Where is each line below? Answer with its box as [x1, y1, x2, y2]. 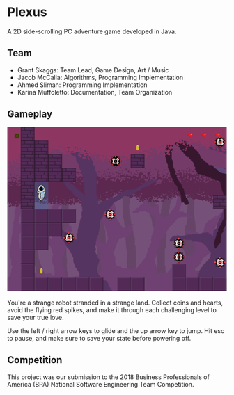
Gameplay [7, 108, 53, 120]
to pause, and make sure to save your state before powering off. [7, 334, 192, 343]
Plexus [7, 4, 47, 20]
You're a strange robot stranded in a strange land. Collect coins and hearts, [7, 298, 224, 307]
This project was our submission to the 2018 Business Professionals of [7, 373, 210, 381]
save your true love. [7, 314, 64, 322]
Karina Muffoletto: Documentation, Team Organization [17, 88, 173, 96]
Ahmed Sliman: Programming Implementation [17, 81, 148, 89]
